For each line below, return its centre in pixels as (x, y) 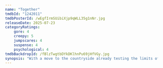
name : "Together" (23, 9)
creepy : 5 (24, 36)
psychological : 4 (31, 49)
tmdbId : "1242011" (24, 14)
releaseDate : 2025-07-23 (30, 23)
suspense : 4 (26, 45)
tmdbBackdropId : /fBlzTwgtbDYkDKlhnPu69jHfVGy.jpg (57, 54)
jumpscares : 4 (28, 41)
